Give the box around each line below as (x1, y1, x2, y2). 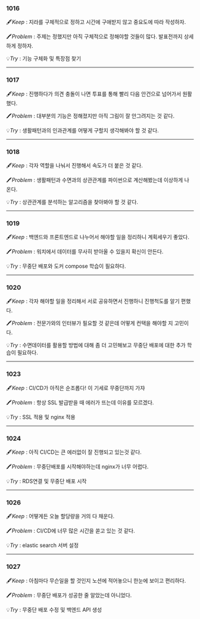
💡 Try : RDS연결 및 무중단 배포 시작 (6, 478, 87, 485)
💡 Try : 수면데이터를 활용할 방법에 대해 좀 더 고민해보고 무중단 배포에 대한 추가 (6, 342, 186, 349)
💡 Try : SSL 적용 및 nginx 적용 (6, 413, 76, 420)
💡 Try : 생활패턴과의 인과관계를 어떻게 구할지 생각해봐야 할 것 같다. (6, 126, 159, 134)
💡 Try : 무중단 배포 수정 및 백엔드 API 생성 (6, 606, 102, 613)
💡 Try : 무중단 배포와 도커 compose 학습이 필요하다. (6, 262, 126, 270)
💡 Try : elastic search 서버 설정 (6, 541, 79, 549)
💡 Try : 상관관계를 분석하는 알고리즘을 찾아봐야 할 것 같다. (6, 198, 139, 205)
